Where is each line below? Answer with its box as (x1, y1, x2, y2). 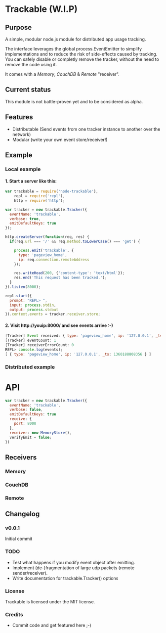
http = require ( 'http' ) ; (14, 198, 65, 203)
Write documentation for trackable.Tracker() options (12, 575, 119, 581)
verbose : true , (9, 216, 41, 221)
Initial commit (5, 536, 33, 542)
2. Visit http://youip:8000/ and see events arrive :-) (5, 322, 113, 328)
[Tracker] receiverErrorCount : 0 (5, 343, 74, 348)
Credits (5, 611, 23, 618)
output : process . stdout (9, 307, 58, 312)
